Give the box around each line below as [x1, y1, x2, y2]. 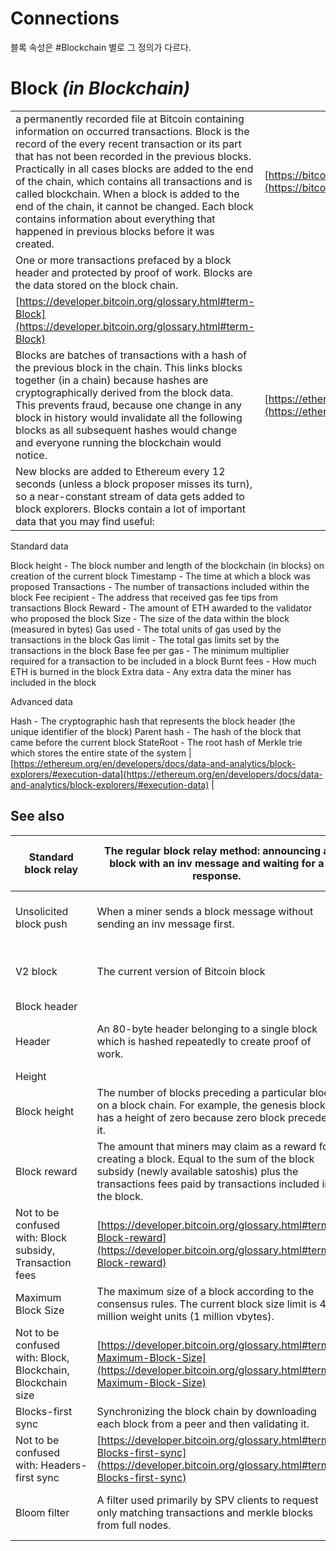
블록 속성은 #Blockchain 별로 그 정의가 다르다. [10, 41, 192, 53]
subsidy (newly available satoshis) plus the [96, 1164, 299, 1178]
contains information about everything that [15, 212, 216, 226]
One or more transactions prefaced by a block [15, 253, 232, 267]
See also [10, 808, 65, 825]
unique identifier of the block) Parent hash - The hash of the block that [10, 725, 302, 737]
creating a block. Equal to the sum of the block [96, 1152, 315, 1166]
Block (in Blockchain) [10, 77, 191, 100]
